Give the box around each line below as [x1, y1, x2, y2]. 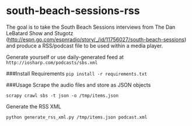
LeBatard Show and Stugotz [6, 29, 74, 36]
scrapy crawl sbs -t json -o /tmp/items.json [6, 93, 118, 98]
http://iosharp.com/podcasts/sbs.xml [6, 60, 98, 66]
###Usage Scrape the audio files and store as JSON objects [6, 81, 151, 88]
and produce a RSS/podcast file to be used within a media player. [6, 42, 163, 49]
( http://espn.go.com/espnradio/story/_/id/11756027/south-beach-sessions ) [6, 36, 187, 43]
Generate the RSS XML [6, 103, 61, 110]
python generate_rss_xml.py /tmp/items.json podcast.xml [6, 114, 148, 120]
